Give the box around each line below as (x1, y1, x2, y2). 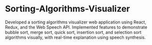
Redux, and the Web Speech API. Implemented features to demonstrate (5, 24, 148, 30)
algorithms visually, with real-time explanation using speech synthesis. (5, 34, 146, 40)
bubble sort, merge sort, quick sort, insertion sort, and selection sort (5, 29, 142, 35)
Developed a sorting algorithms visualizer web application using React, (5, 19, 147, 25)
